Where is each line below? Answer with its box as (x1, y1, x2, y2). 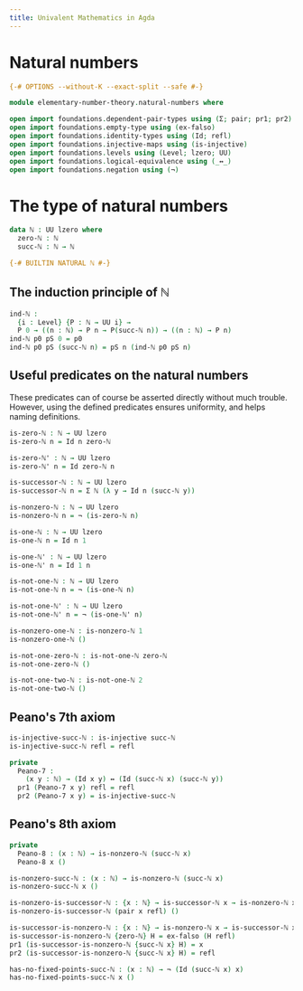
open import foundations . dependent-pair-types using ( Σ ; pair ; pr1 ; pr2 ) (9, 115, 293, 124)
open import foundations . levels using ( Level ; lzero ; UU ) (9, 148, 232, 157)
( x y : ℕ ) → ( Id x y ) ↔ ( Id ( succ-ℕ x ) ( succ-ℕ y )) (25, 775, 224, 784)
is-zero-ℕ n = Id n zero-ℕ (9, 437, 111, 446)
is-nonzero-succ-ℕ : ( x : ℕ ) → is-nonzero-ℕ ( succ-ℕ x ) (9, 873, 224, 882)
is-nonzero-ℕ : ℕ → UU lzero (9, 503, 119, 512)
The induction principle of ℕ (9, 285, 170, 300)
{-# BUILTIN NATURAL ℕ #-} (9, 259, 111, 268)
